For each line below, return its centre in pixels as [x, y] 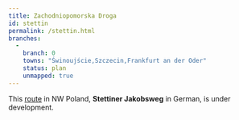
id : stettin [28, 23]
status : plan [45, 68]
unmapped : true [48, 76]
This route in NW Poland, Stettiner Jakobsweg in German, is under [119, 98]
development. [31, 107]
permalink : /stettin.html [52, 31]
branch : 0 [39, 53]
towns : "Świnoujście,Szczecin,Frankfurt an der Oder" [115, 61]
